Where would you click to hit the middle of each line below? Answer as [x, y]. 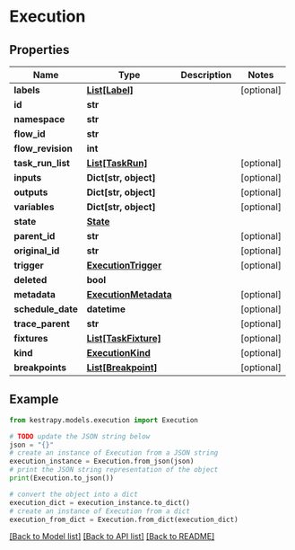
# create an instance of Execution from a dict [100, 511]
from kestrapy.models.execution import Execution [104, 420]
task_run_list [42, 163]
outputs [31, 192]
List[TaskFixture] [124, 338]
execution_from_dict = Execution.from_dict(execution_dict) [124, 519]
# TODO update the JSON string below [80, 436]
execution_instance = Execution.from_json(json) [102, 461]
